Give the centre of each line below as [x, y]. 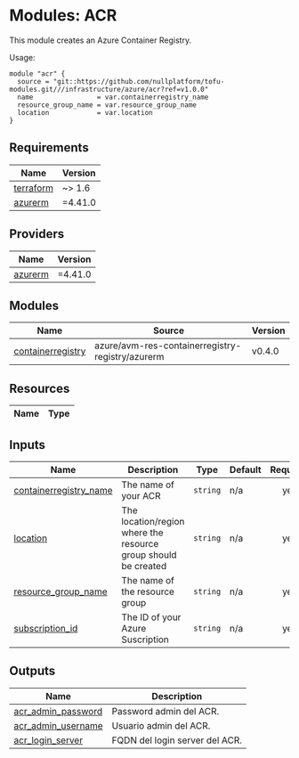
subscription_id [46, 628]
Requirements [49, 148]
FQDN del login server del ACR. [177, 740]
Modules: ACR [63, 16]
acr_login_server [48, 740]
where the [142, 533]
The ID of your [151, 617]
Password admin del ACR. [166, 711]
